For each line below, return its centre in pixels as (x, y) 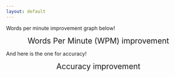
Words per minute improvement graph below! (61, 28)
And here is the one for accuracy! (46, 54)
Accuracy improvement (98, 66)
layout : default (26, 11)
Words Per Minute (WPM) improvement (98, 41)
